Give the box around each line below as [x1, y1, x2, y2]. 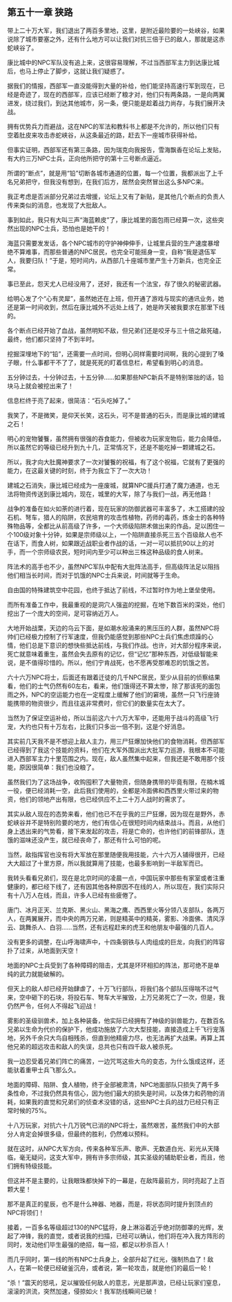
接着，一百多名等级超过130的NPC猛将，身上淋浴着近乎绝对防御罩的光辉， [7, 1223, 217, 1231]
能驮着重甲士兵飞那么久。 [7, 1065, 80, 1074]
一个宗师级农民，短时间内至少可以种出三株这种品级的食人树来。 [25, 547, 207, 556]
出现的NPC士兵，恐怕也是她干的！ [12, 224, 111, 232]
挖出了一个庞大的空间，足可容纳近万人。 [7, 609, 122, 617]
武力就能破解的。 [19, 969, 68, 978]
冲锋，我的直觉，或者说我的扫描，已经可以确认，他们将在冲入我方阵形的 [19, 1231, 225, 1240]
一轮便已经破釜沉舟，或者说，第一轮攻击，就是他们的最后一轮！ [30, 1263, 213, 1272]
